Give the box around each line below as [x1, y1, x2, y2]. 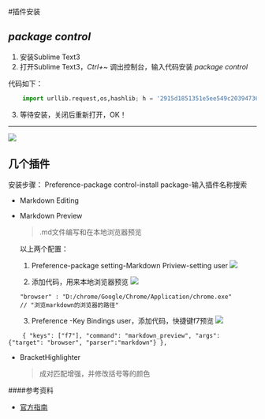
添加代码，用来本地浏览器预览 [31, 277, 129, 286]
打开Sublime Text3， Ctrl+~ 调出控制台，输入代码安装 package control [19, 62, 248, 71]
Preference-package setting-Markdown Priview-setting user [31, 260, 229, 270]
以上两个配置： [19, 244, 69, 253]
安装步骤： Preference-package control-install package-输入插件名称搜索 [8, 180, 247, 189]
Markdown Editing [19, 196, 79, 205]
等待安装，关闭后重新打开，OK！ [19, 110, 127, 119]
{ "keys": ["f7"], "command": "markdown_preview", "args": [22, 331, 221, 339]
